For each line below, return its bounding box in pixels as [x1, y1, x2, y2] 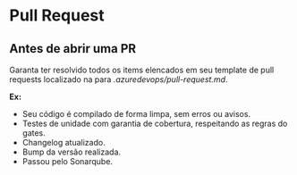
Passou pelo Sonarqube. [21, 156, 114, 166]
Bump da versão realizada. [21, 146, 122, 157]
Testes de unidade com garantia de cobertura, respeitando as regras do [21, 118, 288, 129]
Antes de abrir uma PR [9, 41, 137, 56]
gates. [21, 128, 47, 138]
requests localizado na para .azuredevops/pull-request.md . [9, 74, 228, 85]
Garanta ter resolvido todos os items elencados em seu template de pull [9, 64, 275, 75]
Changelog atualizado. [21, 137, 106, 147]
